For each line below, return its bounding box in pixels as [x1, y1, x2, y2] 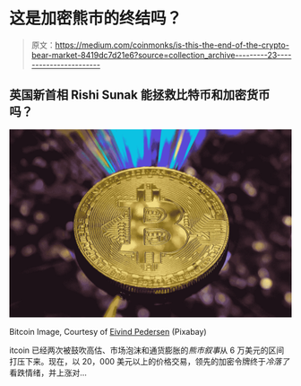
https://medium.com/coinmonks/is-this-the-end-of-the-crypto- [55, 39, 289, 50]
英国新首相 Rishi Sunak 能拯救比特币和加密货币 [9, 87, 271, 103]
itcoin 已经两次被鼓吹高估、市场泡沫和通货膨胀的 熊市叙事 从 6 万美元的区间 [9, 345, 285, 355]
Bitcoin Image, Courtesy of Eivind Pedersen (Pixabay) [9, 327, 208, 338]
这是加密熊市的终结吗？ [9, 8, 183, 29]
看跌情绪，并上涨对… [9, 367, 88, 378]
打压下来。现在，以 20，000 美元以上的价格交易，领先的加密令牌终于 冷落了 [9, 356, 289, 367]
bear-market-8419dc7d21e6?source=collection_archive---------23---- [30, 49, 292, 60]
